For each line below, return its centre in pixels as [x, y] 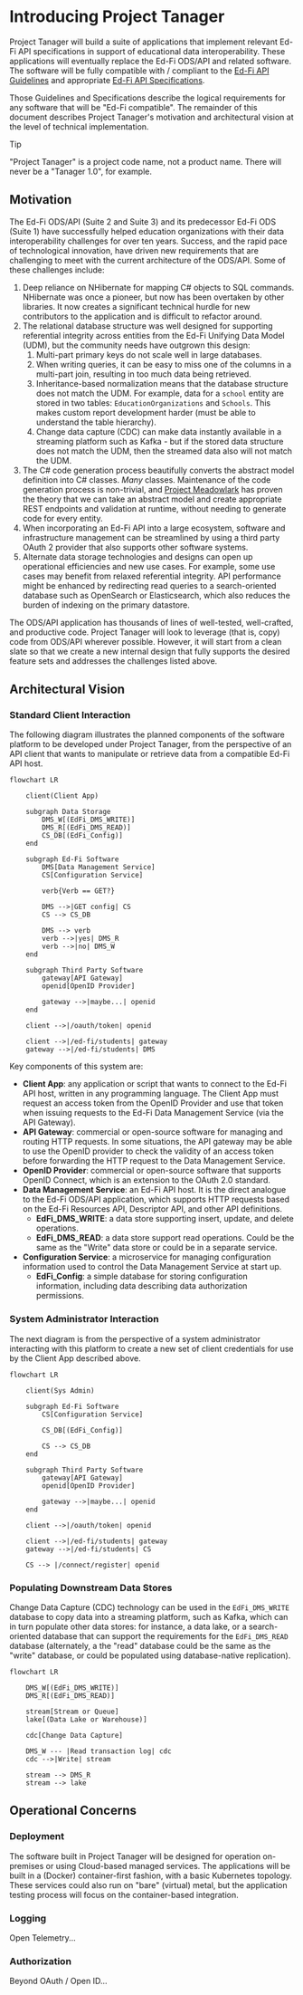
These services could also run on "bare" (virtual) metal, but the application [148, 1885]
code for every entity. [62, 518]
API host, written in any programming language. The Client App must [150, 1094]
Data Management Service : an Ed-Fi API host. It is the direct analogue [154, 1190]
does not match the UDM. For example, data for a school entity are [160, 393]
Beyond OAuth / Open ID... [58, 1981]
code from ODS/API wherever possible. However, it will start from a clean [146, 641]
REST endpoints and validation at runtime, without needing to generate [154, 508]
